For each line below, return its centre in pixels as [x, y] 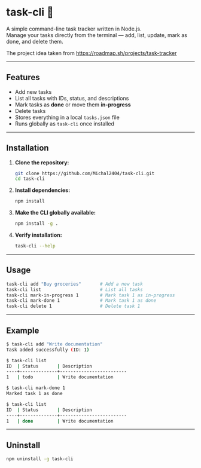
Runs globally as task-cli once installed [65, 123]
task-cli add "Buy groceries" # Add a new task [75, 284]
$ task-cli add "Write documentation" [54, 344]
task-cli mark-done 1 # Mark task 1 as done [81, 301]
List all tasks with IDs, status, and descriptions [72, 98]
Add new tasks [33, 91]
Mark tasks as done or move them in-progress [73, 105]
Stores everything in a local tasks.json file [67, 117]
